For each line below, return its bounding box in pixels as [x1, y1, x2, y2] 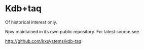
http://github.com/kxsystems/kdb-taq [5, 38, 81, 44]
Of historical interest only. [5, 19, 58, 25]
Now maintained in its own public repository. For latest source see [5, 28, 139, 34]
